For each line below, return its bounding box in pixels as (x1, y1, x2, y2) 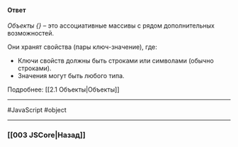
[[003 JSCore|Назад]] (7, 130, 86, 140)
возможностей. (7, 29, 55, 38)
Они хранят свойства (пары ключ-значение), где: (7, 43, 158, 51)
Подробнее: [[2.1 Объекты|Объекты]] (7, 85, 120, 94)
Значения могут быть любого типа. (17, 72, 125, 80)
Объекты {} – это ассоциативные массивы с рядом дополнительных (7, 21, 215, 30)
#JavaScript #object (7, 106, 67, 114)
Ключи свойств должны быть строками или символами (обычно (17, 57, 214, 65)
